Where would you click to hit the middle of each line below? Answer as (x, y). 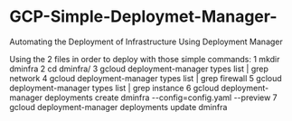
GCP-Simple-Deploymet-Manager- (143, 17)
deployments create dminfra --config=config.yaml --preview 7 (161, 98)
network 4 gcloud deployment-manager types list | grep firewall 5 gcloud (146, 78)
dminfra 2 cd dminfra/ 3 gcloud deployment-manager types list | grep (139, 69)
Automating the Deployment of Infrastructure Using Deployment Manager (146, 42)
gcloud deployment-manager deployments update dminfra (118, 107)
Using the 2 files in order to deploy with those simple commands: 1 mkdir (145, 59)
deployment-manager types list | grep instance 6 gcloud (114, 88)
